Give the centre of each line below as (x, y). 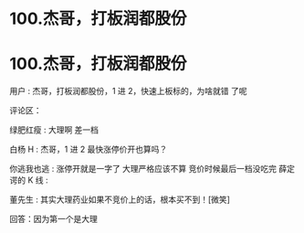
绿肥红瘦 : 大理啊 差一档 (54, 130)
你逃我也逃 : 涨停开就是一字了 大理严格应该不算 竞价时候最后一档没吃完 (143, 169)
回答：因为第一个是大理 (53, 219)
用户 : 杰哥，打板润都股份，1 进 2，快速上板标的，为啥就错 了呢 (128, 91)
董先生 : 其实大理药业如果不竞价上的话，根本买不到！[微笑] (120, 200)
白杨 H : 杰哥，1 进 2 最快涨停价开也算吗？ (89, 149)
